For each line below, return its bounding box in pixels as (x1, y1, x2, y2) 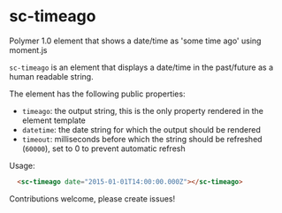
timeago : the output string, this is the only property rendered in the (21, 105, 263, 116)
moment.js (9, 44, 48, 55)
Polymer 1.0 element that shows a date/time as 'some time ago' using (9, 35, 262, 46)
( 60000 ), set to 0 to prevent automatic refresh (21, 143, 186, 154)
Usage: (9, 160, 35, 171)
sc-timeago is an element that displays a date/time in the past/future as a (9, 62, 274, 72)
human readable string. (9, 71, 95, 81)
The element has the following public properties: (9, 88, 186, 99)
